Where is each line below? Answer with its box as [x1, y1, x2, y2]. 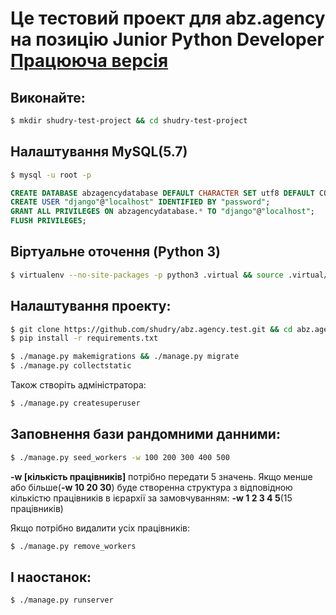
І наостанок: [10, 568, 92, 586]
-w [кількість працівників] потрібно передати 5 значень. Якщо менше [10, 470, 313, 482]
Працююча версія [10, 50, 169, 72]
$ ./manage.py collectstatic [10, 361, 132, 371]
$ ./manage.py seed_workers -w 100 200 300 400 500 [10, 452, 230, 462]
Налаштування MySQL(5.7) [10, 143, 188, 161]
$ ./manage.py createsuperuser [10, 398, 141, 409]
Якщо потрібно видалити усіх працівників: [10, 522, 191, 534]
